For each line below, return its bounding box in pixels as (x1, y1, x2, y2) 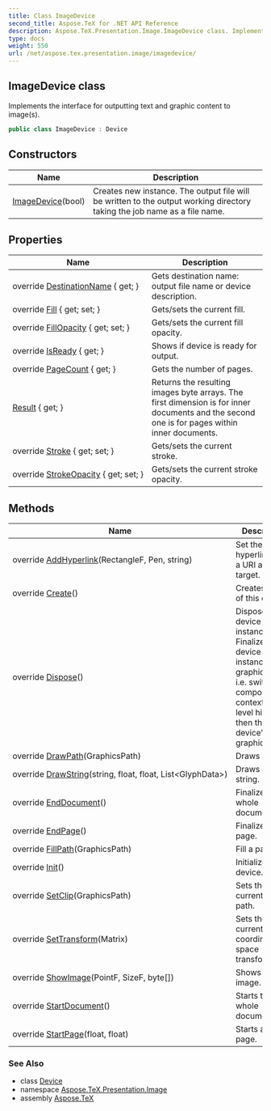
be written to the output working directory (92, 195, 252, 206)
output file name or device (152, 281, 252, 292)
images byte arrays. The (152, 387, 244, 398)
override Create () (12, 587, 78, 599)
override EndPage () (12, 825, 87, 837)
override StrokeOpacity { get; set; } (12, 469, 144, 480)
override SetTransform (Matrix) (12, 934, 128, 945)
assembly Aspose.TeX (19, 1093, 94, 1103)
